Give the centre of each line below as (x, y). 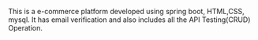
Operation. (26, 28)
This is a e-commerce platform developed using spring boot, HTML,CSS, (126, 11)
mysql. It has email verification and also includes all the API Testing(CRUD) (129, 20)
